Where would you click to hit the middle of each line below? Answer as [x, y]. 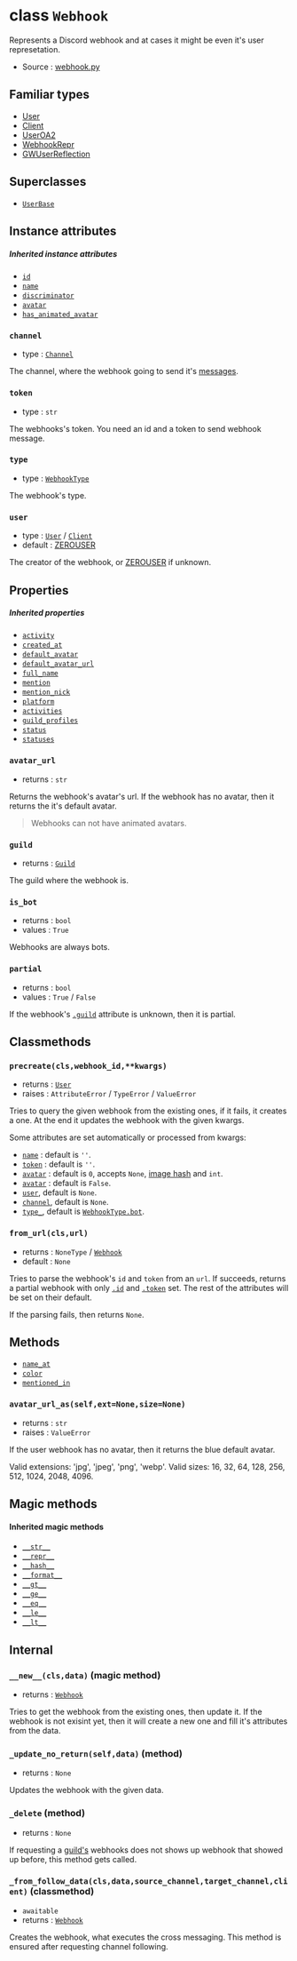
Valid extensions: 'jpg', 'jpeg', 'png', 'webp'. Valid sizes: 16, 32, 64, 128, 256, [147, 1466]
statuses [38, 740]
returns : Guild [48, 864]
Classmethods [50, 1042]
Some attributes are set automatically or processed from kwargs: [128, 1137]
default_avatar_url [58, 664]
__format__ [42, 1575]
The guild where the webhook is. [69, 881]
